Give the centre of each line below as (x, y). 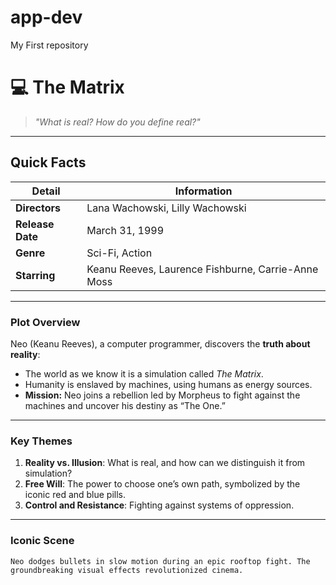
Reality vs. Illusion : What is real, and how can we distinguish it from (165, 463)
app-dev (46, 17)
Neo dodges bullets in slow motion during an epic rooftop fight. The (160, 561)
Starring (35, 275)
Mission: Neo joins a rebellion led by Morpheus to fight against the (162, 395)
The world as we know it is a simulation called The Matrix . (144, 373)
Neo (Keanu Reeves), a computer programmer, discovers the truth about (160, 343)
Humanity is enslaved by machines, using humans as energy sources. (168, 384)
